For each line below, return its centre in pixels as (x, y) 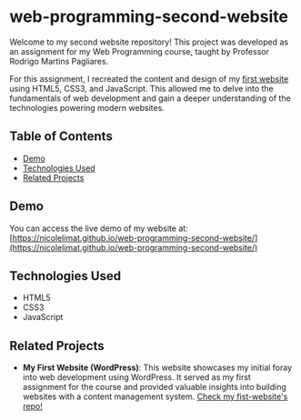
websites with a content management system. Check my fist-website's (155, 396)
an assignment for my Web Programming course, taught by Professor (140, 51)
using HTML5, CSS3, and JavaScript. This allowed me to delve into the (142, 88)
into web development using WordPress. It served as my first (137, 377)
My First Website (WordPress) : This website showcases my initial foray (157, 368)
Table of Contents (61, 137)
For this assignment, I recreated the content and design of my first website (149, 78)
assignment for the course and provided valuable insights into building (154, 387)
